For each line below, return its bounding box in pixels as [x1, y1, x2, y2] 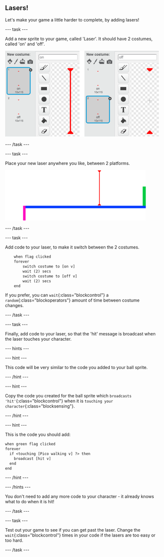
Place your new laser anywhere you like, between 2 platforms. [5, 161, 130, 166]
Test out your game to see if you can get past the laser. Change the [5, 527, 141, 533]
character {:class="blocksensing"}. [5, 403, 75, 409]
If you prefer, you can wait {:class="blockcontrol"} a [5, 292, 109, 298]
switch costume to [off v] [22, 274, 78, 279]
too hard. [5, 537, 23, 543]
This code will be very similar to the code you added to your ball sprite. [5, 365, 148, 371]
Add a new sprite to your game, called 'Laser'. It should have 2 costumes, [5, 36, 153, 41]
